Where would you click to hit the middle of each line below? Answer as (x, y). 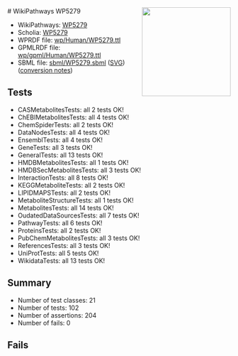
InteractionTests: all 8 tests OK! (63, 178)
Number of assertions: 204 (57, 315)
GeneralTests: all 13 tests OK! (60, 155)
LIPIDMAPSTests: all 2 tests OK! (64, 193)
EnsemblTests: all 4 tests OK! (60, 140)
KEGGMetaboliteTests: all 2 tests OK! (71, 185)
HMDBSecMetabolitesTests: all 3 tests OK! (79, 170)
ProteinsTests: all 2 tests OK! (59, 230)
